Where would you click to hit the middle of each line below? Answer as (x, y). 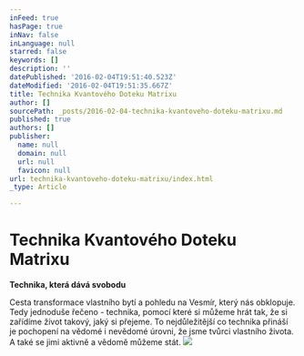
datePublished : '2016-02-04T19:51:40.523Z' (93, 77)
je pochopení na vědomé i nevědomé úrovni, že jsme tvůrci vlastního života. (152, 331)
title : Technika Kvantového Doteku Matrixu (93, 94)
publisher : (30, 137)
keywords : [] (34, 60)
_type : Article (38, 188)
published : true (40, 119)
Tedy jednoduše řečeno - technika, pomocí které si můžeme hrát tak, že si (149, 312)
